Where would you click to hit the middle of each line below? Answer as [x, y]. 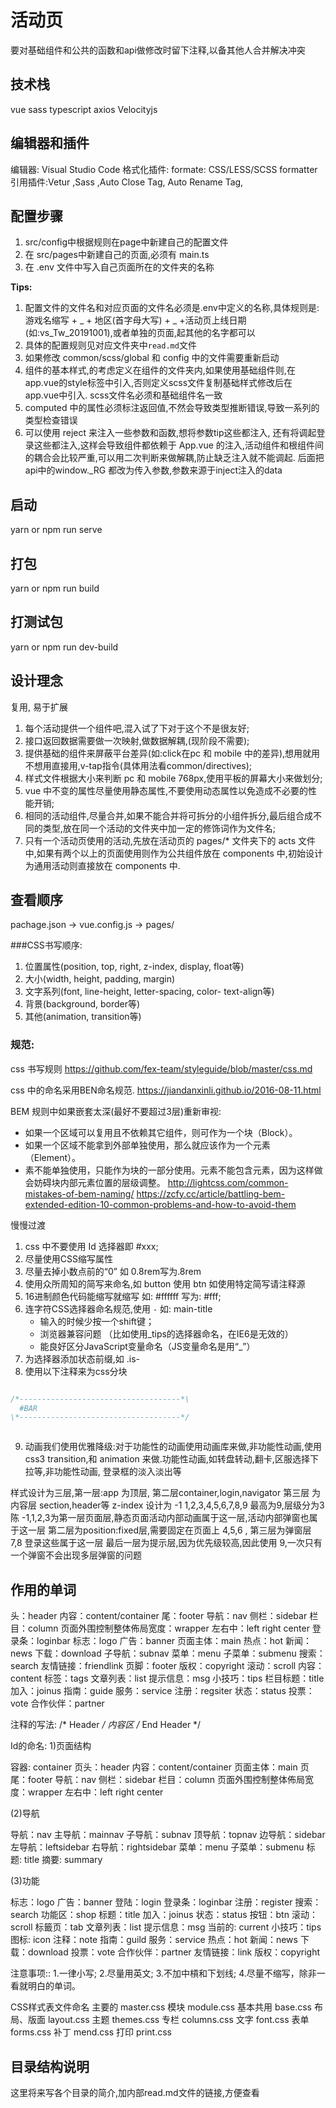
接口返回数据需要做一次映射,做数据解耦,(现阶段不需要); [137, 740]
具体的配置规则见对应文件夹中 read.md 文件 [110, 345]
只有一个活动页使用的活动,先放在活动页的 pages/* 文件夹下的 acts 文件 [170, 840]
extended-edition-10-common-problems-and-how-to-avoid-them [160, 1204]
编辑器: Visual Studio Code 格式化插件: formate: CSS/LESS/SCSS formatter [164, 169]
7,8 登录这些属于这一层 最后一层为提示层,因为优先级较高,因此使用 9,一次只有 [166, 1543]
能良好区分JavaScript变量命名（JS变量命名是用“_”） [147, 1346]
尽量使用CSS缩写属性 [68, 1258]
